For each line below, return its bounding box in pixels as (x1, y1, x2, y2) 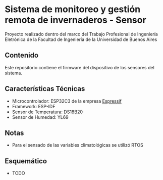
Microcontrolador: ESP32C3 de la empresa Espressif (12, 98, 122, 104)
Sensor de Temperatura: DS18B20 (12, 109, 83, 115)
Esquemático (5, 157, 47, 165)
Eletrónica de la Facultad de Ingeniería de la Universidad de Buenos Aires (5, 36, 157, 42)
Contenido (5, 51, 39, 60)
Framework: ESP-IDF (12, 103, 56, 109)
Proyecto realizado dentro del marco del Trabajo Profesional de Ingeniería (5, 31, 158, 37)
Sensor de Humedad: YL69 (12, 114, 69, 120)
